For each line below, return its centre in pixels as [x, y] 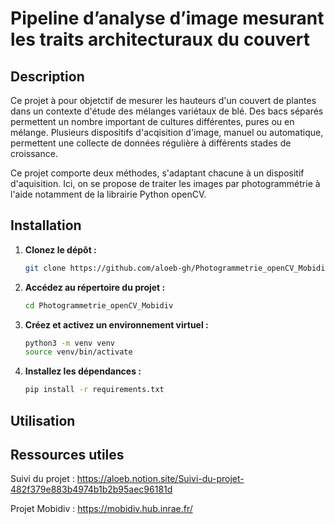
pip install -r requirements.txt [94, 390]
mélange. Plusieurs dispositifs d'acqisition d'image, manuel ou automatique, [167, 132]
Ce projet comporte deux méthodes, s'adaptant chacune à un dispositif [157, 173]
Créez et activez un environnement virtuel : [116, 324]
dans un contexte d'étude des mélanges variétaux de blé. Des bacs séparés [167, 111]
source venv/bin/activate [78, 352]
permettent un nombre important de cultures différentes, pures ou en [152, 121]
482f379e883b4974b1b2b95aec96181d [91, 489]
